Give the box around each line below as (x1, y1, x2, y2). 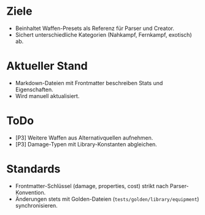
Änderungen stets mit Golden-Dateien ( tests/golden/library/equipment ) (15, 195, 199, 203)
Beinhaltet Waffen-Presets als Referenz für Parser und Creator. (15, 25, 175, 32)
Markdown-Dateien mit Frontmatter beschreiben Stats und (15, 79, 163, 86)
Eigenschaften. (15, 86, 53, 93)
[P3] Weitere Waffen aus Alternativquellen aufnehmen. (15, 134, 153, 141)
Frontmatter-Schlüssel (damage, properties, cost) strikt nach (15, 182, 169, 189)
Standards (6, 162, 61, 176)
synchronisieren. (15, 202, 58, 209)
